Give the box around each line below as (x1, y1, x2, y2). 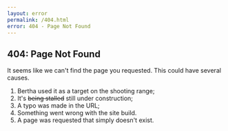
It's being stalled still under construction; (17, 94, 133, 103)
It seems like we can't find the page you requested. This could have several (7, 67, 222, 75)
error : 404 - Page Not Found (7, 23, 91, 29)
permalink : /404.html (7, 16, 70, 23)
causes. (7, 73, 30, 82)
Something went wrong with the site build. (17, 109, 137, 117)
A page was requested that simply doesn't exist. (17, 116, 154, 124)
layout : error (7, 10, 48, 17)
